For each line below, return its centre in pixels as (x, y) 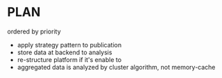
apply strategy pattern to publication (69, 45)
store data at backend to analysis (65, 52)
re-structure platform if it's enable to (69, 59)
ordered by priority (34, 31)
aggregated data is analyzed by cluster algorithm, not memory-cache (116, 67)
